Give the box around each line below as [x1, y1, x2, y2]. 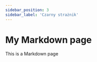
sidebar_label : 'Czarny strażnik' [5, 12, 79, 17]
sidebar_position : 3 [5, 7, 50, 13]
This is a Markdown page [5, 51, 59, 57]
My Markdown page [5, 34, 92, 46]
